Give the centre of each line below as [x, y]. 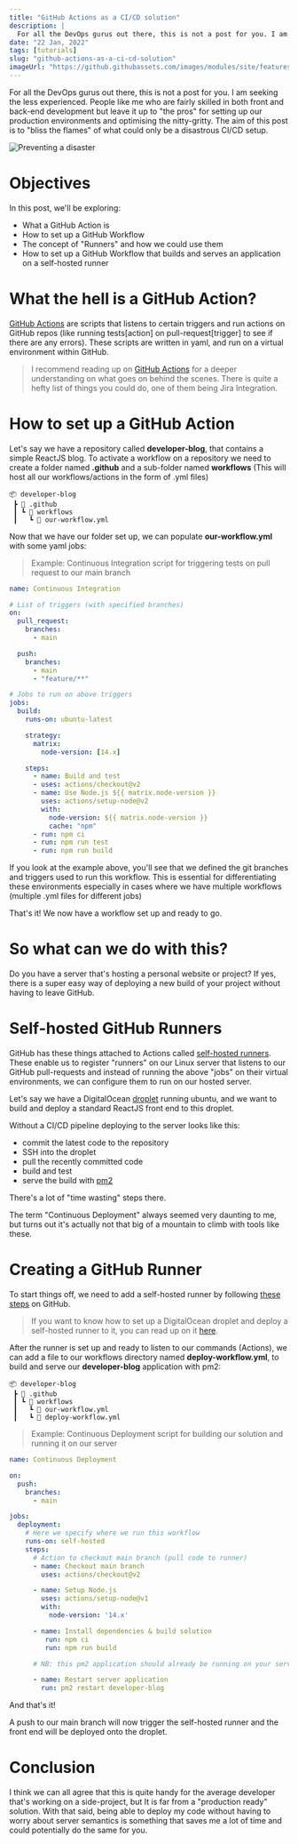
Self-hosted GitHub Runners [116, 1029]
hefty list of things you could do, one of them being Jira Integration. [154, 388]
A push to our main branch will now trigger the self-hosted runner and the [144, 1722]
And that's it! [32, 1705]
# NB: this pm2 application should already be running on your [152, 1664]
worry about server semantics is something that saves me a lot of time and [145, 1821]
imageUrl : [27, 68]
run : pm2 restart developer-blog [103, 1688]
